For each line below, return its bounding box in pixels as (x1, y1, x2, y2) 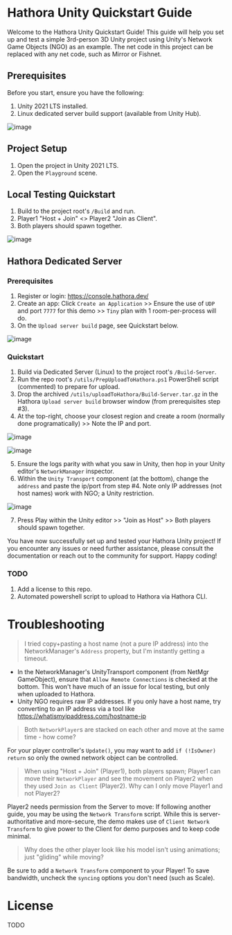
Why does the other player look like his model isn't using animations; (24, 845, 220, 854)
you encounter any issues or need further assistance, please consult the (7, 544, 214, 553)
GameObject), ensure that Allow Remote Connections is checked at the (17, 675, 218, 683)
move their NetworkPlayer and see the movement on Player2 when (24, 774, 213, 782)
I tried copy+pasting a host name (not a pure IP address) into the (24, 640, 209, 648)
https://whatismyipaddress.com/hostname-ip (17, 712, 147, 720)
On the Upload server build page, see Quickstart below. (17, 321, 179, 330)
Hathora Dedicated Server (7, 255, 123, 267)
